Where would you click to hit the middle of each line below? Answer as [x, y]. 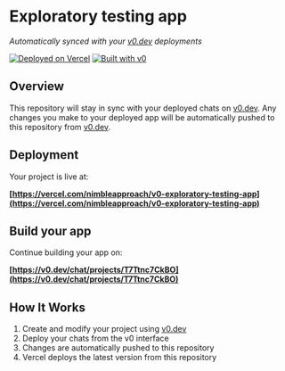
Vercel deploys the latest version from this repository [119, 358]
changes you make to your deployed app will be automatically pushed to [142, 117]
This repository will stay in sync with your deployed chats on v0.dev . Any [143, 108]
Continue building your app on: [66, 252]
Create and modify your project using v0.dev [104, 329]
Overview [37, 87]
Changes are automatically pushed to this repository [118, 348]
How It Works [48, 307]
